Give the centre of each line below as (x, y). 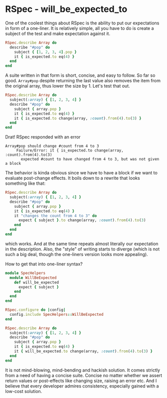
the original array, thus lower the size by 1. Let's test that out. (68, 86)
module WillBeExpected (33, 277)
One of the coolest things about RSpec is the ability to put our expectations (82, 23)
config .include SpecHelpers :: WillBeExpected (57, 314)
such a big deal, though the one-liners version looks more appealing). (77, 254)
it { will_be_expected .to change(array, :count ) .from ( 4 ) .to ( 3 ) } (83, 351)
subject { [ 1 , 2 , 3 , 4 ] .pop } (46, 52)
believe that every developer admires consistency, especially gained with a (82, 386)
